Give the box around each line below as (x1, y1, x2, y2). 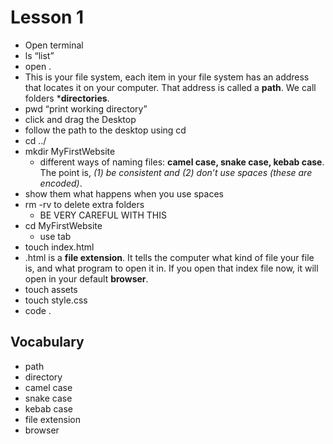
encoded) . (39, 177, 83, 189)
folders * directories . (24, 92, 110, 104)
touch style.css (24, 294, 88, 306)
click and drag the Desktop (24, 113, 137, 125)
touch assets (24, 283, 78, 295)
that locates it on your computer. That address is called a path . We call (24, 81, 317, 93)
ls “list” (24, 49, 55, 61)
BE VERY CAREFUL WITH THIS (39, 209, 167, 221)
